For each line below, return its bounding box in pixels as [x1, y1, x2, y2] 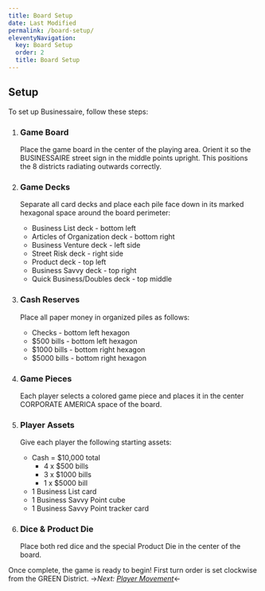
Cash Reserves [19, 294, 80, 305]
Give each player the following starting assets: [19, 437, 172, 447]
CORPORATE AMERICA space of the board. [19, 399, 162, 409]
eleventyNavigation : [8, 33, 77, 42]
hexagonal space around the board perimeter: [19, 208, 171, 217]
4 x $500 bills [43, 461, 89, 471]
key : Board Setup [15, 41, 73, 49]
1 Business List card [31, 487, 97, 496]
